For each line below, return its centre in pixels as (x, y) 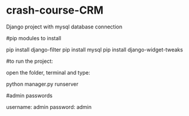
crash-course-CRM (55, 10)
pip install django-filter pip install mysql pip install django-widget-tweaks (94, 49)
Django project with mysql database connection (64, 27)
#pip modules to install (34, 38)
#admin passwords (30, 95)
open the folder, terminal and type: (48, 72)
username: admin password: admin (49, 107)
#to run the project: (30, 61)
